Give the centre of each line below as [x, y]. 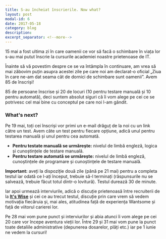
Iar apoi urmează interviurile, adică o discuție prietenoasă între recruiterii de [83, 191]
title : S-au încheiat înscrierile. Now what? [53, 10]
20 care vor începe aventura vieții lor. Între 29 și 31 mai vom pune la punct [81, 222]
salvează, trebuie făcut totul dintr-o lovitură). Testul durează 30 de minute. [81, 182]
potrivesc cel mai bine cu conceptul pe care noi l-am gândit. [66, 102]
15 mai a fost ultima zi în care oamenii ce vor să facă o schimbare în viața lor [83, 51]
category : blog [21, 28]
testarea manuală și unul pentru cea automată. [53, 136]
